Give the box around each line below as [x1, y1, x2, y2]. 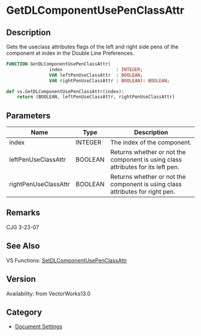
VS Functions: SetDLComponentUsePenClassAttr [6, 257, 127, 264]
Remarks [6, 208, 41, 218]
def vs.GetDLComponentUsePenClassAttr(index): [6, 88, 124, 94]
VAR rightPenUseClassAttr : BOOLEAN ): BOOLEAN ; [48, 78, 170, 84]
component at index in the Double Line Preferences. [6, 50, 135, 57]
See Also [6, 241, 40, 251]
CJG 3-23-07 [6, 223, 39, 230]
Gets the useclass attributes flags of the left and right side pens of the [6, 43, 179, 50]
